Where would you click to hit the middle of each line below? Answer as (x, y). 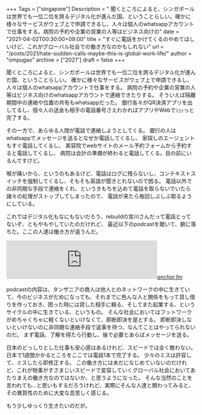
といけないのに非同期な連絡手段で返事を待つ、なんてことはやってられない (103, 327)
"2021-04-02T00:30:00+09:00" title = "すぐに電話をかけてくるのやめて (95, 39)
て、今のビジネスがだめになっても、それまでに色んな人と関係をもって (93, 297)
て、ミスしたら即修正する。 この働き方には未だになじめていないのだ (91, 362)
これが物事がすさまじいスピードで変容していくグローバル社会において (103, 370)
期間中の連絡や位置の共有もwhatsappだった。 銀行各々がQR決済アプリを (97, 102)
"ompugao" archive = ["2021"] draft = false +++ (66, 60)
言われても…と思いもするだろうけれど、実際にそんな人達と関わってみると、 (100, 385)
